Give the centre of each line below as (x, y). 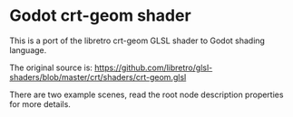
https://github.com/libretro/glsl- (154, 67)
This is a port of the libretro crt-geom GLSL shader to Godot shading (137, 40)
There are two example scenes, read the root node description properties (146, 94)
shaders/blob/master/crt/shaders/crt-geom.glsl (98, 76)
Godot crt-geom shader (101, 16)
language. (28, 49)
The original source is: (51, 67)
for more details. (40, 103)
